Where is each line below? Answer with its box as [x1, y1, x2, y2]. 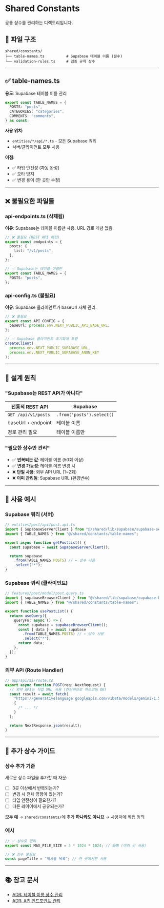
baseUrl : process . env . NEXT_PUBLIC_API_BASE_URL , [9, 323, 110, 328]
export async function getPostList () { [5, 540, 86, 545]
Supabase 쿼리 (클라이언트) [5, 580, 68, 587]
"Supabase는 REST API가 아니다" [5, 390, 83, 396]
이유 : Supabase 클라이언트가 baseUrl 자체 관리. [5, 304, 97, 310]
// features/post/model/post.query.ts [5, 591, 84, 596]
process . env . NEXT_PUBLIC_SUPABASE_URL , [9, 345, 91, 350]
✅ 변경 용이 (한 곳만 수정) [12, 177, 61, 183]
